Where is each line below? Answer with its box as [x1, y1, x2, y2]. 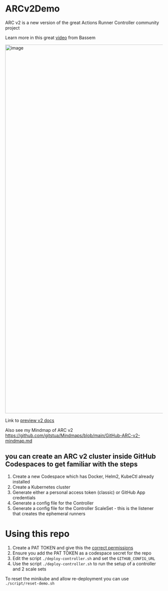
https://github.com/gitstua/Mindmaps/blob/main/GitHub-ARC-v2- [5, 432, 140, 438]
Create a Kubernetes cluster [12, 484, 71, 490]
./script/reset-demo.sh [5, 581, 55, 586]
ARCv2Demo [5, 3, 60, 15]
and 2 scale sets [12, 566, 46, 572]
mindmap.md [5, 437, 32, 443]
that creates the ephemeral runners [12, 510, 86, 516]
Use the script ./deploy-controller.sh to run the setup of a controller [12, 560, 156, 566]
